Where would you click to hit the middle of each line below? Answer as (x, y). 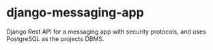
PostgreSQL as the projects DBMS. (55, 38)
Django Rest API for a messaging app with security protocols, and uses (106, 32)
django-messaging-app (75, 13)
